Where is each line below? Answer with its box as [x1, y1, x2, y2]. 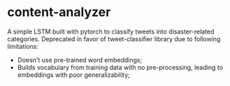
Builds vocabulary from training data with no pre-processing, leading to [17, 63, 224, 71]
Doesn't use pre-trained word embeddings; [17, 55, 143, 64]
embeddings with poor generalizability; [17, 71, 131, 79]
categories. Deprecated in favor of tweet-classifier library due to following [7, 34, 221, 43]
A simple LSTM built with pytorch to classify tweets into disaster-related [7, 27, 215, 36]
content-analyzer [7, 4, 111, 20]
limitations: [7, 42, 39, 50]
